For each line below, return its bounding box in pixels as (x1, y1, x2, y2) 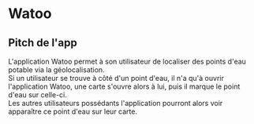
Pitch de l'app (8, 36, 77, 49)
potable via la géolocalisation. (8, 65, 105, 75)
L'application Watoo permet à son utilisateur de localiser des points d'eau (8, 57, 247, 66)
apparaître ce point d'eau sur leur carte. (8, 107, 138, 116)
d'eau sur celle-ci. (8, 90, 67, 99)
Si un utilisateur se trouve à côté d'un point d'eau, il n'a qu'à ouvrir (8, 74, 225, 82)
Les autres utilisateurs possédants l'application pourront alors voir (8, 99, 223, 108)
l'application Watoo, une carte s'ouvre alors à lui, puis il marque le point (8, 82, 241, 91)
